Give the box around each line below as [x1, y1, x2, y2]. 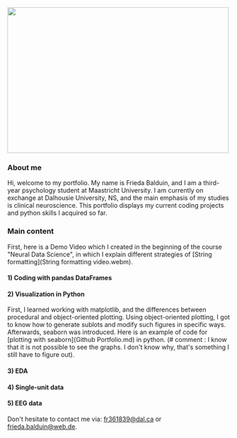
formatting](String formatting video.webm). [7, 257, 133, 266]
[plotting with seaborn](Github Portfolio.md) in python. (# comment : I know [7, 336, 228, 344]
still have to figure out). [7, 350, 75, 359]
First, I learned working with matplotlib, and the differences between [7, 305, 207, 314]
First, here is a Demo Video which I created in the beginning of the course [7, 242, 223, 251]
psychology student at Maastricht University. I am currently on [21, 187, 204, 195]
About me [7, 162, 42, 172]
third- [202, 179, 220, 187]
